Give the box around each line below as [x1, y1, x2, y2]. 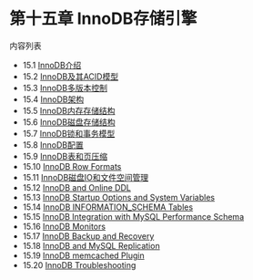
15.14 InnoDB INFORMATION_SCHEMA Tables [22, 202, 194, 213]
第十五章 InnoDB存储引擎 [9, 8, 197, 29]
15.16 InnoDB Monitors [22, 221, 106, 232]
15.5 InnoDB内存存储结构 [22, 105, 116, 116]
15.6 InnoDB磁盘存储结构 [22, 116, 116, 128]
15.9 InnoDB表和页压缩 [22, 150, 107, 161]
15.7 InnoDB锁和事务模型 [22, 128, 116, 139]
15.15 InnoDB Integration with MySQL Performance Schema [22, 211, 244, 222]
